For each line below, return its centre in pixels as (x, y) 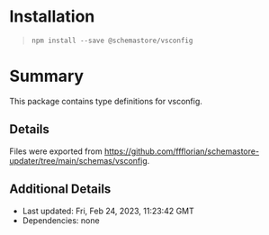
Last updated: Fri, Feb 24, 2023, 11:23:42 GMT (108, 211)
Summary (46, 76)
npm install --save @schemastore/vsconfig (112, 41)
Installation (52, 17)
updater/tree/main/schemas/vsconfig (79, 160)
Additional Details (60, 190)
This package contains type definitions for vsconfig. (106, 101)
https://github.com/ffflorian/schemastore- (181, 151)
